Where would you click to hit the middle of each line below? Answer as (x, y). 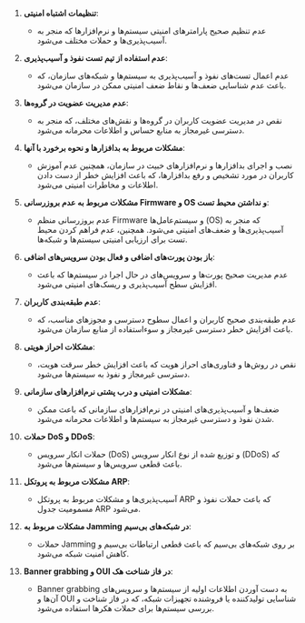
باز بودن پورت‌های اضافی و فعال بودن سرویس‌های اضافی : (119, 257)
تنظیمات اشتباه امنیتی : (61, 13)
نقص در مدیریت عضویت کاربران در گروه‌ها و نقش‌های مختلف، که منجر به (159, 121)
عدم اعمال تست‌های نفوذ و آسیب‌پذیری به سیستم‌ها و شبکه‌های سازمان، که (163, 75)
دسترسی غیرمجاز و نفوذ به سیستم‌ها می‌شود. (113, 374)
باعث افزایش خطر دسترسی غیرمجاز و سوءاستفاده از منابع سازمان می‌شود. (165, 329)
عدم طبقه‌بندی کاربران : (62, 302)
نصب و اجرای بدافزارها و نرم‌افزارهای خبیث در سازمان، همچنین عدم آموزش (165, 166)
